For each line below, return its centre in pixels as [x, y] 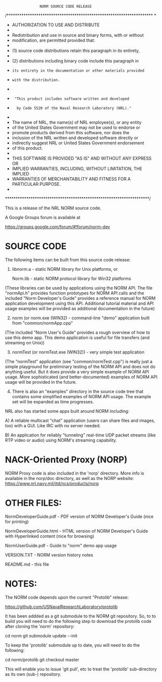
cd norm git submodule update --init [41, 635]
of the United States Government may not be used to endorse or [76, 127]
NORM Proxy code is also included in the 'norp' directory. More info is [74, 473]
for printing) [17, 521]
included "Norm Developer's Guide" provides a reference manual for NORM [80, 298]
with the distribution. [36, 80]
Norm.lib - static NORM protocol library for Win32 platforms [72, 279]
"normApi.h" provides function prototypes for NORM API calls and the [74, 293]
